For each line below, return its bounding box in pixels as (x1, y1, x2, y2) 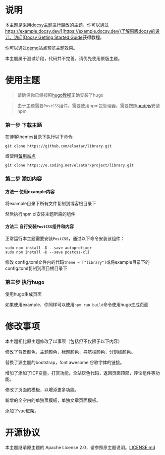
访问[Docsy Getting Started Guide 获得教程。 (13, 34, 105, 40)
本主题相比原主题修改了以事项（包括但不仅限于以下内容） (5, 338, 122, 344)
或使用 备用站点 (5, 153, 36, 159)
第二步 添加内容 (5, 175, 42, 182)
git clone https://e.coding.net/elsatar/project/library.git (5, 163, 134, 168)
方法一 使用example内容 (5, 188, 55, 194)
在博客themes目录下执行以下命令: (5, 134, 74, 140)
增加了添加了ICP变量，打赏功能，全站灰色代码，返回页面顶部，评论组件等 (5, 370, 156, 376)
